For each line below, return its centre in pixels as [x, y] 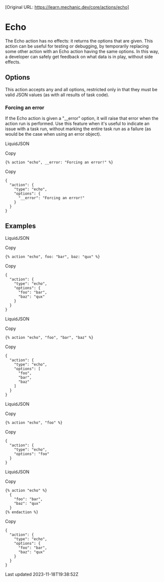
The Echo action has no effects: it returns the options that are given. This [79, 41]
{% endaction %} [22, 512]
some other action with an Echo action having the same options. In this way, [82, 51]
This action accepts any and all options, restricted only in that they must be [81, 89]
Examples [20, 226]
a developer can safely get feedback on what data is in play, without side [79, 56]
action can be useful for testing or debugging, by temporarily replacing [77, 46]
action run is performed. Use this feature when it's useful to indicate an [77, 124]
